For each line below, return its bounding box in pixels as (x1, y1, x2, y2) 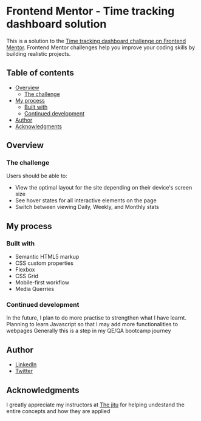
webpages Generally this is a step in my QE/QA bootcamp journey (6, 327, 171, 335)
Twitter (15, 368, 33, 375)
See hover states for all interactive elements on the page (15, 197, 157, 204)
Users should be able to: (6, 172, 68, 180)
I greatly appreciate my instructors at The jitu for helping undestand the (6, 401, 185, 408)
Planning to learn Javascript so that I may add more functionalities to (6, 321, 178, 328)
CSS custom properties (15, 259, 74, 267)
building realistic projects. (6, 50, 71, 57)
